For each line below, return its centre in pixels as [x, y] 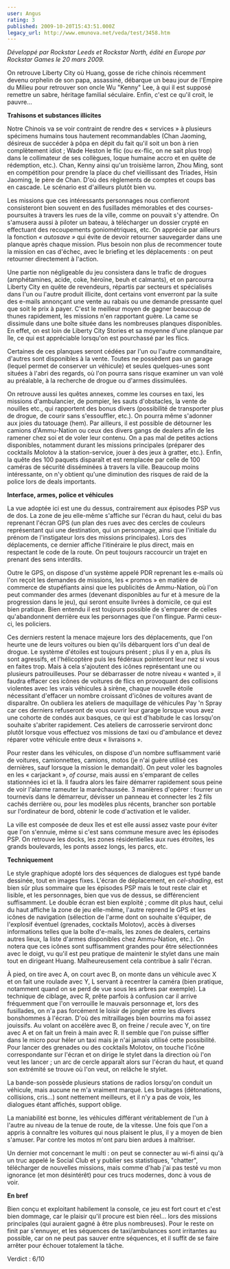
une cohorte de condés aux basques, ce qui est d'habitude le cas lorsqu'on [114, 718]
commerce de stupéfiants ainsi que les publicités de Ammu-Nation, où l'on [113, 587]
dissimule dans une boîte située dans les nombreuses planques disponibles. [115, 323]
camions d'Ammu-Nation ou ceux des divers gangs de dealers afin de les [111, 431]
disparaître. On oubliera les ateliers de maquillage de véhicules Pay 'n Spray [115, 703]
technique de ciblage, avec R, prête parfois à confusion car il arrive [102, 996]
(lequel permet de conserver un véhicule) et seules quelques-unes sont [108, 366]
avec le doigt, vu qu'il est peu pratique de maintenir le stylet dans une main [113, 954]
